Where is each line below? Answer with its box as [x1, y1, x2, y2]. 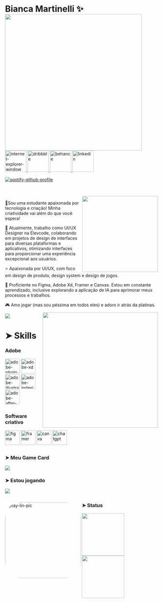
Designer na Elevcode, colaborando [5, 230, 77, 236]
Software [5, 413, 28, 419]
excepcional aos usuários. [5, 256, 57, 262]
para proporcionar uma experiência [5, 251, 76, 257]
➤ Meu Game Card [5, 454, 49, 461]
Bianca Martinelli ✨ [5, 3, 84, 15]
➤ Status [81, 502, 103, 509]
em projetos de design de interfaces [5, 235, 78, 241]
